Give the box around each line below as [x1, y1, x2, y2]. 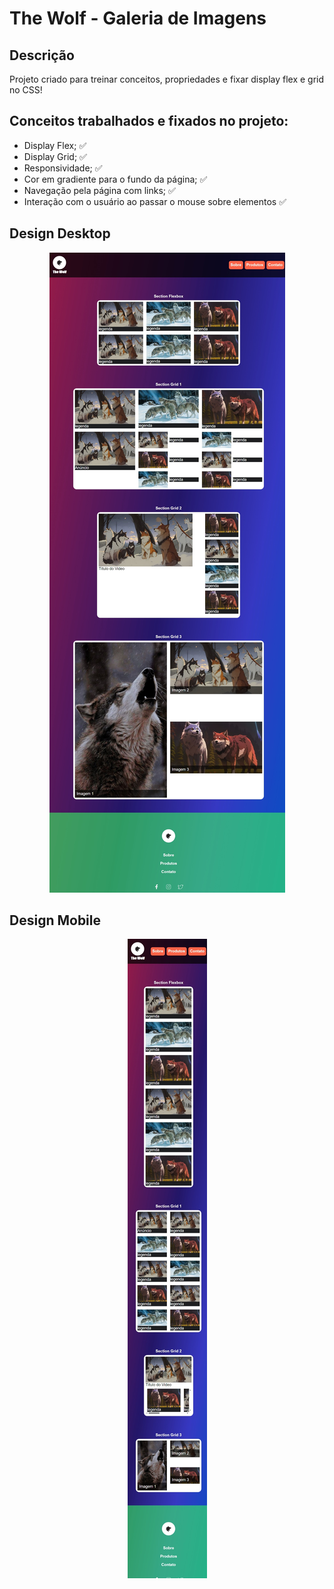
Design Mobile [9, 912, 102, 929]
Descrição [9, 47, 75, 64]
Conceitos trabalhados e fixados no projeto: [9, 113, 289, 130]
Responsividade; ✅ [23, 162, 103, 174]
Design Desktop [9, 225, 111, 242]
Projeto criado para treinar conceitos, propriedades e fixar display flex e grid [9, 73, 325, 85]
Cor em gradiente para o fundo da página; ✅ [23, 173, 208, 185]
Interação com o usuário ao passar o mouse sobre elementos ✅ [23, 195, 287, 207]
